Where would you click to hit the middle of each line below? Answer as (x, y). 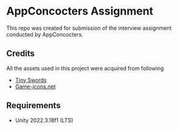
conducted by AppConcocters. (45, 34)
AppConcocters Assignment (80, 11)
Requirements (33, 105)
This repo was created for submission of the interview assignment (89, 28)
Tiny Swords (31, 80)
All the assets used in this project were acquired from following (85, 68)
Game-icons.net (35, 86)
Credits (21, 54)
